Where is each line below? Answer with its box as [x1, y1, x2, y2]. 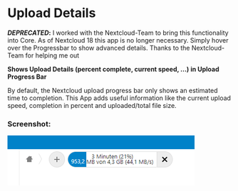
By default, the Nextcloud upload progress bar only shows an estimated [7, 86, 219, 94]
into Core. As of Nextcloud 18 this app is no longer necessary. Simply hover [7, 36, 229, 44]
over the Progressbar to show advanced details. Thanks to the [7, 43, 190, 52]
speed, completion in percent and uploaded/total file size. [7, 101, 177, 109]
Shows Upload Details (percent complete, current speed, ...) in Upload [7, 65, 219, 73]
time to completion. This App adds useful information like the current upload [7, 94, 232, 102]
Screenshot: [7, 119, 51, 129]
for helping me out [25, 51, 80, 60]
